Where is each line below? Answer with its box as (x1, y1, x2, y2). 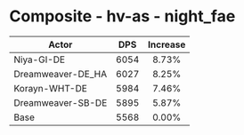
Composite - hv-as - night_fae (9, 6, 236, 27)
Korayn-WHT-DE (13, 82, 87, 94)
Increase (148, 38, 186, 51)
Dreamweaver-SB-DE (13, 96, 108, 108)
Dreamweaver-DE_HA (13, 67, 108, 80)
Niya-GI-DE (13, 53, 65, 66)
